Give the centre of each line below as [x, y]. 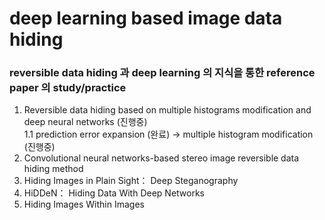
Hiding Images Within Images [84, 204]
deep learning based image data [146, 18]
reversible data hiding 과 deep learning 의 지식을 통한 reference [162, 73]
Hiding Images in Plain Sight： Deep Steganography [131, 181]
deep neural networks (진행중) [85, 122]
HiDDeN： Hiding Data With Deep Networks [114, 193]
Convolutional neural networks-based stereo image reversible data [161, 158]
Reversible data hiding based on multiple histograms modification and [167, 110]
